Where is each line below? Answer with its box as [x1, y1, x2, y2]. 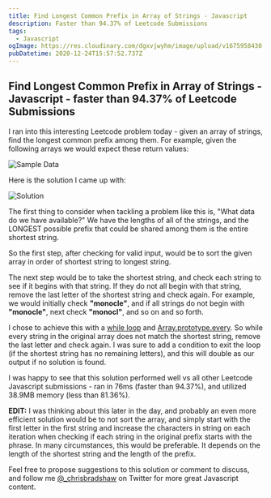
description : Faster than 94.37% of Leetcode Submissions [8, 19, 208, 28]
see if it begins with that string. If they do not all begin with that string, [8, 281, 242, 290]
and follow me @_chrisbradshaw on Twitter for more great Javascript [8, 473, 239, 483]
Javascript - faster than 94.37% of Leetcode [8, 92, 237, 106]
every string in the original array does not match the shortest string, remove [8, 331, 261, 341]
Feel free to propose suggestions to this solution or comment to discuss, [8, 464, 250, 474]
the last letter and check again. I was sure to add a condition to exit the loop [8, 340, 261, 350]
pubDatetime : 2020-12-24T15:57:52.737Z [8, 49, 143, 58]
